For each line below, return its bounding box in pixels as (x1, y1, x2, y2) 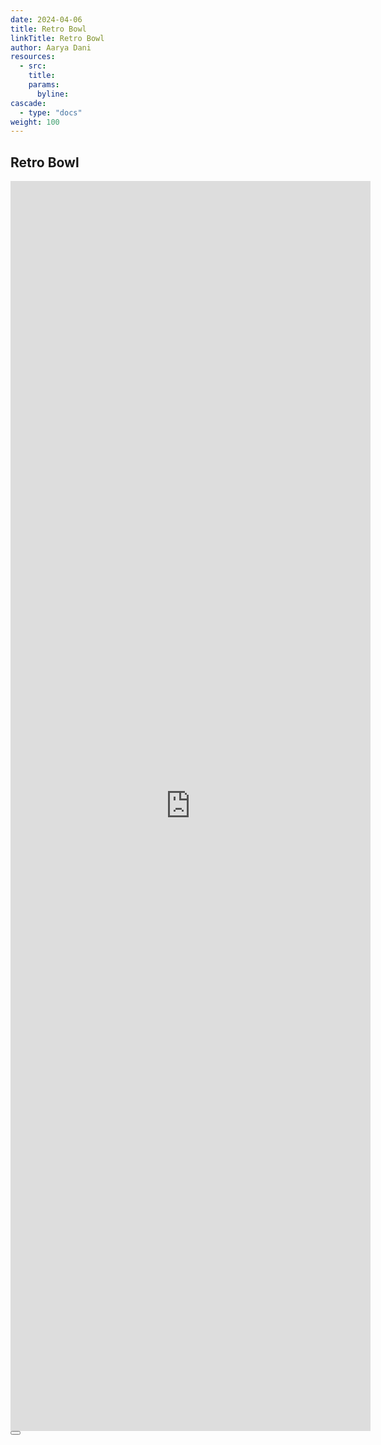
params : (28, 80, 60, 90)
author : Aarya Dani (10, 42, 92, 53)
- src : (19, 61, 47, 71)
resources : (10, 52, 56, 62)
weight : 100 (10, 117, 60, 127)
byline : (36, 89, 70, 99)
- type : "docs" (19, 107, 83, 118)
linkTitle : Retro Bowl (10, 33, 105, 43)
